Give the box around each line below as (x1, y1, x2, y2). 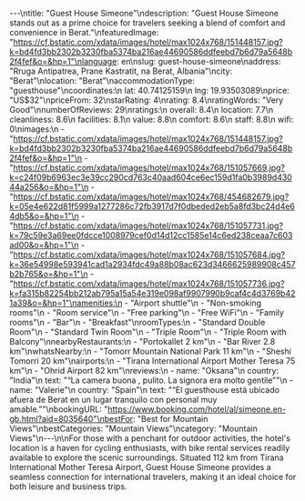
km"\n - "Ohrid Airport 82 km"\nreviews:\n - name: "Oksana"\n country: (9, 366, 280, 376)
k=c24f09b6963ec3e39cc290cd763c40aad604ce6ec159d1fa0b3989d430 (9, 172, 293, 183)
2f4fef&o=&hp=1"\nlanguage (9, 56, 117, 66)
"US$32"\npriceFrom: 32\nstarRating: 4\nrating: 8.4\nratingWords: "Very (9, 95, 284, 105)
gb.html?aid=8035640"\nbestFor (9, 414, 134, 424)
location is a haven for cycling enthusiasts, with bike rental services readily (9, 443, 290, 453)
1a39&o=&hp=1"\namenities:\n (9, 297, 123, 308)
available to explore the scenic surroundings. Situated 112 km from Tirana (9, 452, 284, 463)
